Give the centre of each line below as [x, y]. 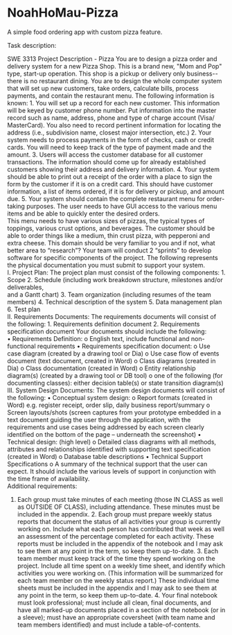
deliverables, [25, 287]
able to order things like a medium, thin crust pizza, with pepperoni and [109, 235]
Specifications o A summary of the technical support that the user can [107, 464]
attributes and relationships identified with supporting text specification [109, 449]
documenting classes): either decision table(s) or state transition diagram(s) [115, 383]
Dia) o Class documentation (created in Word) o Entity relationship [101, 368]
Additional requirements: [42, 486]
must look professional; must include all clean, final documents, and [114, 602]
